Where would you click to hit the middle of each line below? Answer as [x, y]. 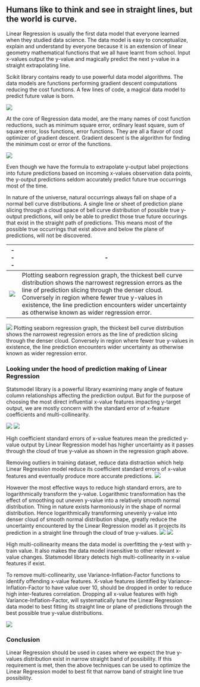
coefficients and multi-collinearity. [48, 415]
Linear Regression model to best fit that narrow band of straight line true [95, 671]
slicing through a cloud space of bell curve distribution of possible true [93, 210]
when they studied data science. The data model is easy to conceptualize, [97, 40]
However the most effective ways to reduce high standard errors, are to [94, 488]
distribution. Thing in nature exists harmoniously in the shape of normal [93, 507]
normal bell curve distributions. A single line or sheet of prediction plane [95, 204]
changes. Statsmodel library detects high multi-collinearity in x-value [105, 557]
